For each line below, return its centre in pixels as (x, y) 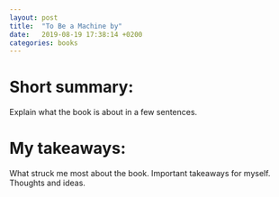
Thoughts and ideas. (47, 183)
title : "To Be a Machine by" (66, 26)
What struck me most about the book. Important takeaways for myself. (140, 174)
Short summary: (72, 87)
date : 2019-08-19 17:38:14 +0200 (76, 34)
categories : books (44, 43)
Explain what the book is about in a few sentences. (103, 112)
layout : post (34, 18)
